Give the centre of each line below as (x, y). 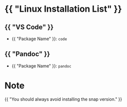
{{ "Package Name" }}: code (39, 39)
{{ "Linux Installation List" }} (63, 9)
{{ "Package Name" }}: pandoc (41, 66)
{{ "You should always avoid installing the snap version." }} (63, 99)
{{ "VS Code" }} (29, 27)
